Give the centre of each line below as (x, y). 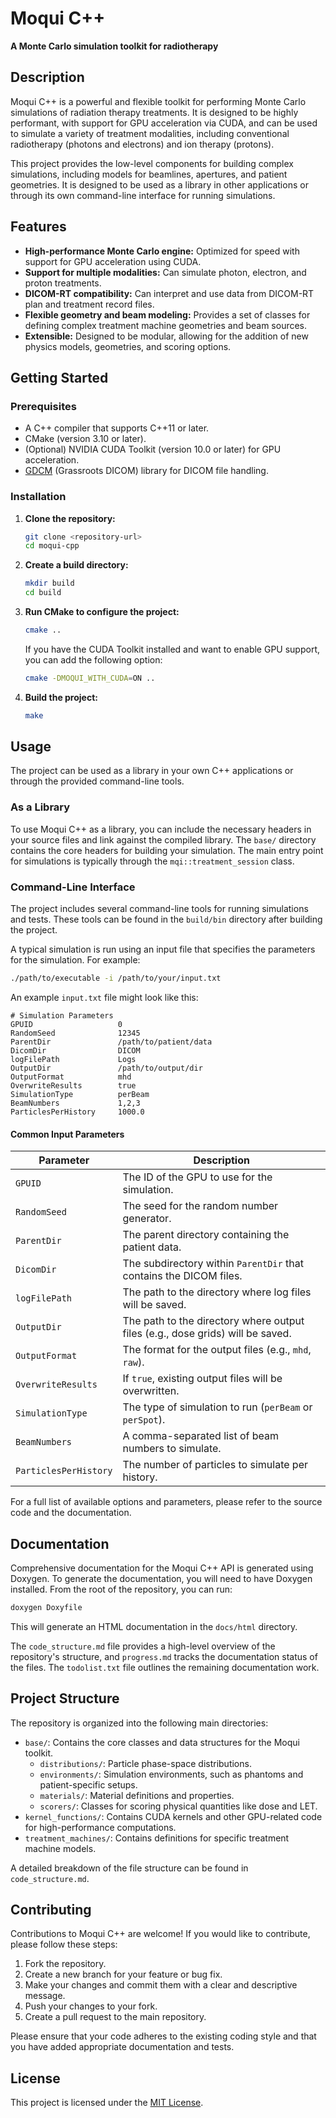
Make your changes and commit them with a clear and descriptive (161, 1985)
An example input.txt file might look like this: (104, 997)
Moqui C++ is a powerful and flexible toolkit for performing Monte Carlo (158, 101)
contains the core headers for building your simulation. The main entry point (167, 850)
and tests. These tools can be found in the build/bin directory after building (166, 919)
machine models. (60, 1848)
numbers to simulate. (172, 1449)
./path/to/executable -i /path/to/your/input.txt (116, 978)
